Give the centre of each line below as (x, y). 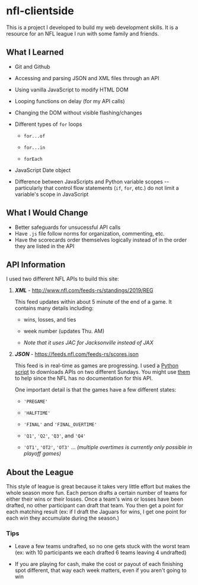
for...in (34, 147)
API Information (36, 264)
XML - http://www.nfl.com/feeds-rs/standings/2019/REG (84, 290)
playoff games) (42, 454)
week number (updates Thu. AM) (64, 331)
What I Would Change (47, 213)
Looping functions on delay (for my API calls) (70, 101)
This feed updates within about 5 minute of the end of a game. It (93, 302)
